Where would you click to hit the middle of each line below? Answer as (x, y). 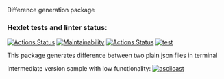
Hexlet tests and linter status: (57, 27)
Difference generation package (51, 10)
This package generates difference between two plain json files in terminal (112, 56)
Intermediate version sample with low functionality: (79, 69)
